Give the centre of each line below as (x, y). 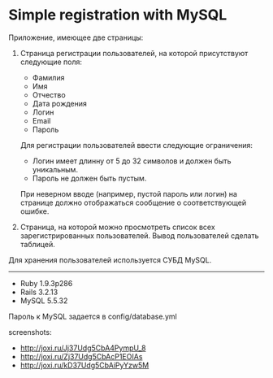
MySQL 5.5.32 (44, 300)
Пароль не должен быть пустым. (89, 178)
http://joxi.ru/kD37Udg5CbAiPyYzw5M (84, 365)
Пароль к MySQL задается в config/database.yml (93, 316)
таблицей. (37, 244)
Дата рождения (60, 103)
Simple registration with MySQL (118, 15)
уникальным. (55, 169)
